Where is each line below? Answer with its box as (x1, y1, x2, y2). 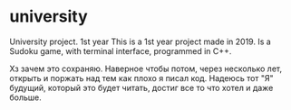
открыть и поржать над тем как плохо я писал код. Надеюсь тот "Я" (9, 72, 274, 83)
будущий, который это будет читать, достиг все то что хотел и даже (9, 82, 274, 93)
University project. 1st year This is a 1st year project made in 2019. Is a (9, 36, 272, 47)
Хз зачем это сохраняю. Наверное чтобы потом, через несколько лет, (9, 63, 283, 74)
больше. (9, 92, 43, 103)
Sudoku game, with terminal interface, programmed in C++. (9, 45, 232, 56)
